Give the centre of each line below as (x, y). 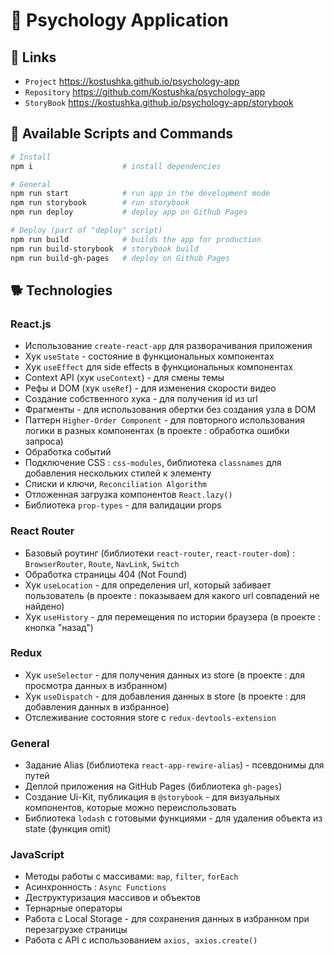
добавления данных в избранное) (97, 706)
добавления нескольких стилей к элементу (118, 473)
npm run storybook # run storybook (100, 203)
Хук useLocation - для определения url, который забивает (148, 585)
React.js (31, 324)
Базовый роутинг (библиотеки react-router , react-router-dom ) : (160, 553)
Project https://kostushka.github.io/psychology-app (132, 81)
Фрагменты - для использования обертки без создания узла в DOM (170, 410)
